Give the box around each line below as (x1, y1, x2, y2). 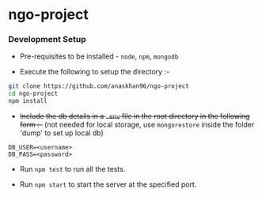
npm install (8, 97, 47, 105)
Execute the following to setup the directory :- (19, 67, 170, 77)
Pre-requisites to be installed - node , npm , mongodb (19, 51, 179, 61)
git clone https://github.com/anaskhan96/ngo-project (8, 82, 190, 90)
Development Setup (8, 34, 86, 45)
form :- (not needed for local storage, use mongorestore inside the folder (19, 120, 255, 130)
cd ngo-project (8, 89, 59, 98)
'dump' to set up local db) (19, 128, 104, 138)
